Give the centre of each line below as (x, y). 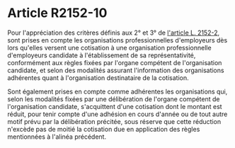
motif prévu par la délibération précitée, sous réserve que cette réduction (114, 121)
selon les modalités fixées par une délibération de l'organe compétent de (114, 99)
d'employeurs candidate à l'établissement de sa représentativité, (102, 55)
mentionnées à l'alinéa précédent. (57, 137)
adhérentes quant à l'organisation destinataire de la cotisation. (98, 78)
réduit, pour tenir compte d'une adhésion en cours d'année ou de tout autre (117, 114)
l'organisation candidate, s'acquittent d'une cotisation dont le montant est (115, 106)
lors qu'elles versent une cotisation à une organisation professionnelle (109, 47)
